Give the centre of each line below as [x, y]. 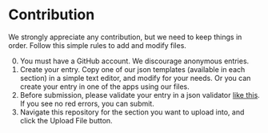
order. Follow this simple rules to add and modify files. [97, 45]
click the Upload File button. [66, 120]
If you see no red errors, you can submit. [87, 103]
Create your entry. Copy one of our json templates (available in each [132, 69]
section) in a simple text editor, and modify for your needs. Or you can [135, 78]
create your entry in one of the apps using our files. [104, 87]
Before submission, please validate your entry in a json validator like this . [140, 95]
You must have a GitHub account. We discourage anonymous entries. [134, 61]
